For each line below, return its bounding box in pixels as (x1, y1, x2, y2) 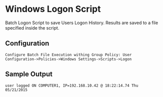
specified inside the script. (5, 25, 59, 31)
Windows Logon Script (5, 3, 101, 15)
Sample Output (5, 70, 53, 78)
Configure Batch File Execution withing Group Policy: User (5, 52, 132, 57)
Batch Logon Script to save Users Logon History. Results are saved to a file (5, 20, 159, 26)
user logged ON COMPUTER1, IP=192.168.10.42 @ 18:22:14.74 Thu (5, 83, 139, 88)
